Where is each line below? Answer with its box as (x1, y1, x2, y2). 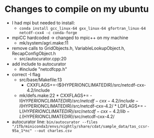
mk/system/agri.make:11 (19, 40, 69, 46)
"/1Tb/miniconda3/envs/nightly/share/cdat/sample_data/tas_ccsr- (11, 124, 150, 129)
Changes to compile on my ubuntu (4, 3, 149, 15)
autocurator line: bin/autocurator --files (11, 119, 98, 125)
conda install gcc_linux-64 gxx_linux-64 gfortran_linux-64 (19, 26, 146, 31)
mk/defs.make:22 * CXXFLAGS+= (19, 92, 89, 98)
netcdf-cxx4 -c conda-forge (19, 30, 77, 35)
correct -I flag (11, 71, 41, 77)
